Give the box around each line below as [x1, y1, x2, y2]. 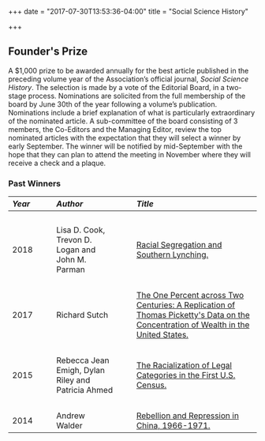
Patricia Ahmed [56, 385, 113, 396]
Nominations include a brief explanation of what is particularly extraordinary [8, 107, 256, 117]
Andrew [56, 410, 85, 421]
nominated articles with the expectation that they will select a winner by [8, 133, 241, 142]
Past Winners [8, 178, 62, 189]
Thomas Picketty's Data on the [136, 310, 250, 321]
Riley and [56, 375, 91, 386]
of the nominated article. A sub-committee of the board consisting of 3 [8, 116, 238, 126]
